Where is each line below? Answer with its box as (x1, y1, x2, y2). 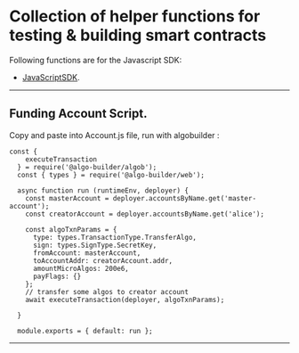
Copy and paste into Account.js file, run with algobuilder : (9, 129, 220, 140)
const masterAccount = (25, 193, 109, 202)
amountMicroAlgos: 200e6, (32, 264, 129, 273)
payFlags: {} (32, 272, 82, 281)
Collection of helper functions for (9, 6, 261, 27)
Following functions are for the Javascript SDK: (9, 54, 182, 65)
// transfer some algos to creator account (25, 287, 190, 296)
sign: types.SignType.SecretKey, (32, 241, 158, 250)
